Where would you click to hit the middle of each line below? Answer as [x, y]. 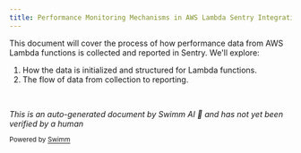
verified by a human [47, 123]
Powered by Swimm [40, 140]
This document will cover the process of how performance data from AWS [146, 43]
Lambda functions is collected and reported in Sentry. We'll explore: [134, 52]
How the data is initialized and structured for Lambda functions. [140, 70]
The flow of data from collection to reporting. [105, 79]
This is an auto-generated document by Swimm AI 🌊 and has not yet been [146, 114]
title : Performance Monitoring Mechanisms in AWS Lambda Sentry [132, 17]
